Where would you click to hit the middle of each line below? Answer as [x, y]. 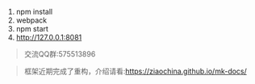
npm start [32, 29]
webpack [31, 20]
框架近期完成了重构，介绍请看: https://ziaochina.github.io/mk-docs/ [136, 71]
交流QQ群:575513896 [60, 54]
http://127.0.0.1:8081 [49, 37]
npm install [34, 12]
